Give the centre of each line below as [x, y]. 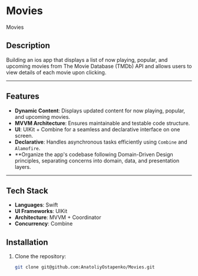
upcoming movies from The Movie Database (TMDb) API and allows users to [99, 66]
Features [23, 96]
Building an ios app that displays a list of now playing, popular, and [87, 59]
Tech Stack [27, 190]
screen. [24, 135]
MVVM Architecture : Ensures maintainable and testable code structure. [102, 123]
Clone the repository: [40, 257]
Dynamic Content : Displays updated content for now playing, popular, [100, 111]
